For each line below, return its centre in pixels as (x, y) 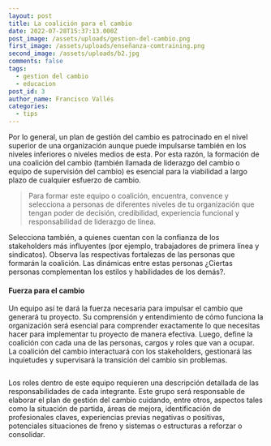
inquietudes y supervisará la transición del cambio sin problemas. (118, 360)
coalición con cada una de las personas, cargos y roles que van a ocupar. (131, 343)
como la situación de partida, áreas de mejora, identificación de (115, 409)
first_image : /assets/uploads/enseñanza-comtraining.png (107, 46)
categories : (28, 106)
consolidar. (27, 435)
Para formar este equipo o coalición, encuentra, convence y (128, 196)
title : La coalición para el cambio (70, 24)
